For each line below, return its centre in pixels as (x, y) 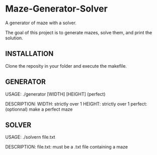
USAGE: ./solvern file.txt (30, 137)
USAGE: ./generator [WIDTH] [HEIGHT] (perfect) (55, 94)
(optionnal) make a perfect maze (39, 109)
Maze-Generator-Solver (57, 9)
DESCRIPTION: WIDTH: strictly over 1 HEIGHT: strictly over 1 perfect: (76, 104)
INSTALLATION (29, 54)
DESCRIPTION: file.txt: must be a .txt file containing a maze (67, 147)
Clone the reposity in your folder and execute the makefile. (66, 66)
